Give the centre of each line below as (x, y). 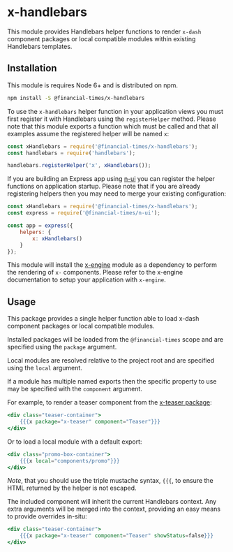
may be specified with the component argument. (75, 389)
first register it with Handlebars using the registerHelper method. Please (112, 119)
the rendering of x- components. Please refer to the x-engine (95, 273)
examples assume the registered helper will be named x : (88, 133)
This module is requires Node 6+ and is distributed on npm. (93, 85)
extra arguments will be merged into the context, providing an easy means (114, 509)
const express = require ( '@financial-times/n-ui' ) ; (84, 213)
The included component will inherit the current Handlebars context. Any (112, 502)
